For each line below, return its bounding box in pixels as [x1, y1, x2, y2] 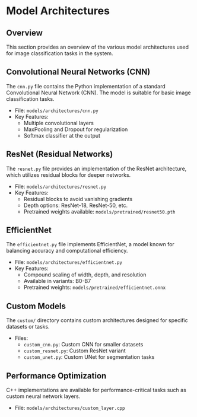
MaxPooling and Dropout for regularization [23, 126, 128, 133]
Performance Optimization [6, 371, 107, 381]
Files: [14, 335, 28, 342]
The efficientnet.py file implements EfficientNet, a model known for [6, 241, 175, 248]
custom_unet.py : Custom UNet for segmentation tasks [23, 354, 155, 361]
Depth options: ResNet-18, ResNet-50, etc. [23, 202, 128, 209]
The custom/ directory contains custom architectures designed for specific [6, 317, 188, 324]
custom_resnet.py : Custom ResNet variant [23, 347, 126, 354]
